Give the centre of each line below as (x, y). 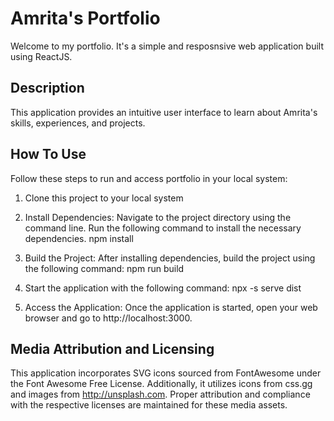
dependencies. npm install (79, 238)
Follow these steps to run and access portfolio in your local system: (149, 178)
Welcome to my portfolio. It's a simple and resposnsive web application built (167, 46)
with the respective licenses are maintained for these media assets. (149, 405)
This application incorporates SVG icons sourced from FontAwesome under (166, 373)
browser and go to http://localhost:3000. (108, 318)
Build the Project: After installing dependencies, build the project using (170, 258)
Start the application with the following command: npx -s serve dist (163, 288)
